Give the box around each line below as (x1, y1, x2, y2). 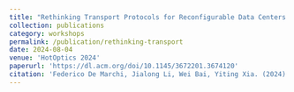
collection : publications (9, 21, 104, 30)
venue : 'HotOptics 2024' (9, 53, 101, 62)
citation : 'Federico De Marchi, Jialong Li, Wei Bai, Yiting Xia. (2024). (9, 70, 290, 79)
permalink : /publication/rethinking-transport (9, 37, 184, 46)
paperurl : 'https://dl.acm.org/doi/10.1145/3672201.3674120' (9, 62, 239, 71)
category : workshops (9, 29, 86, 38)
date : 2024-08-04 (9, 46, 73, 54)
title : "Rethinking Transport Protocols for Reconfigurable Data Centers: (9, 12, 290, 22)
